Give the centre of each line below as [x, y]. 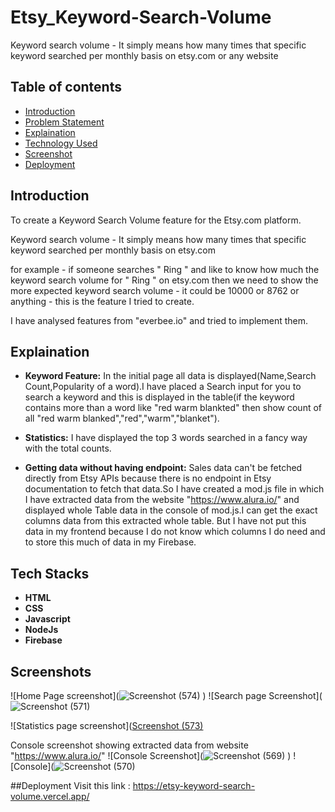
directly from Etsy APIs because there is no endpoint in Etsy [148, 478]
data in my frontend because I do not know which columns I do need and [175, 532]
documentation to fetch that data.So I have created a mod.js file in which [174, 489]
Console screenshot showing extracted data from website [129, 745]
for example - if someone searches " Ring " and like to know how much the [165, 269]
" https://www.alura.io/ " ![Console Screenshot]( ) [151, 755]
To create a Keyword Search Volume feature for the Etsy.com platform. [156, 220]
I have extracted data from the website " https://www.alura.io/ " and [162, 500]
